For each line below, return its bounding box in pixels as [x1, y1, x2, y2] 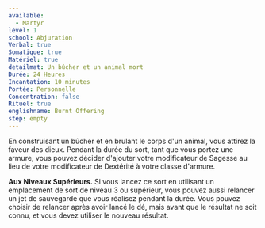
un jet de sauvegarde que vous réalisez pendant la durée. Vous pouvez [8, 193, 240, 203]
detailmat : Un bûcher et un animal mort [8, 63, 144, 71]
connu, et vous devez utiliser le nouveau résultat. [8, 211, 169, 220]
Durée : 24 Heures [8, 70, 66, 78]
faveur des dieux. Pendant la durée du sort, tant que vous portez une [8, 144, 234, 154]
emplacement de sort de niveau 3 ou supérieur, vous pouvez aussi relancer [8, 185, 255, 195]
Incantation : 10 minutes [8, 78, 90, 85]
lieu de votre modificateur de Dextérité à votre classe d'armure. [8, 161, 216, 171]
